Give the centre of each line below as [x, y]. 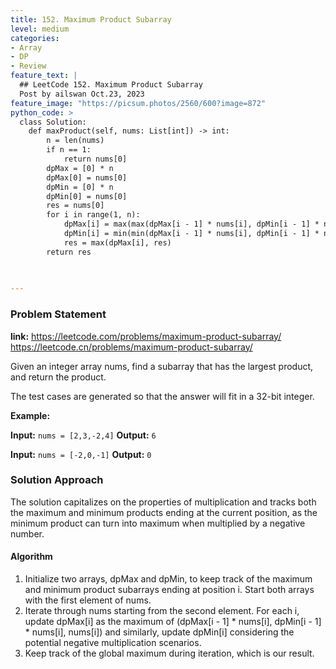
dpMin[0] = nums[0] [87, 196]
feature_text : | [44, 76]
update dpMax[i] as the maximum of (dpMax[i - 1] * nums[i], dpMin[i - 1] [173, 622]
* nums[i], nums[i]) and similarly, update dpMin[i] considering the [159, 632]
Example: [30, 415]
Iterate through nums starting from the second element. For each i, [162, 611]
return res [69, 252]
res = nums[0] [75, 206]
